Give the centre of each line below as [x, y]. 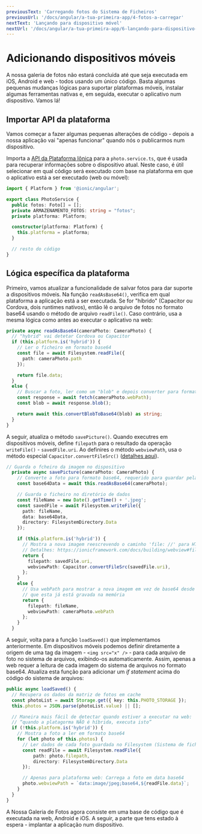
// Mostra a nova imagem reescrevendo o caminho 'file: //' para [106, 545]
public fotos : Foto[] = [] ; [47, 205]
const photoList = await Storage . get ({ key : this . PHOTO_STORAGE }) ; [99, 700]
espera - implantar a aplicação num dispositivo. [65, 824]
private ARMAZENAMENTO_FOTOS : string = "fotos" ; [74, 210]
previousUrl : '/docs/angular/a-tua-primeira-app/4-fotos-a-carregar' [95, 17]
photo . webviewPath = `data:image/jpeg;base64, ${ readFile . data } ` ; [106, 783]
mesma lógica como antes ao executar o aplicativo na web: [80, 320]
